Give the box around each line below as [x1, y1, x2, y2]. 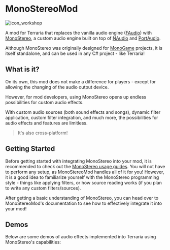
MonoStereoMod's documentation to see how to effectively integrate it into [5, 200, 162, 206]
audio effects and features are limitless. [5, 120, 88, 126]
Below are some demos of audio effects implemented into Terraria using [5, 234, 156, 240]
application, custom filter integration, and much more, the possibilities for [5, 114, 158, 120]
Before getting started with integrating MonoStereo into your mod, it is [5, 158, 152, 164]
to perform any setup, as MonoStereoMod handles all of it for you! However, [5, 169, 164, 175]
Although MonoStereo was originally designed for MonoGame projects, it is [5, 45, 162, 51]
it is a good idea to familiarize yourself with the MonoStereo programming [5, 174, 159, 180]
